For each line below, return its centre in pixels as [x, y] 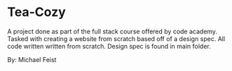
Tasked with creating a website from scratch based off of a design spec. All [116, 38]
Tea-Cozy [37, 12]
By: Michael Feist [32, 59]
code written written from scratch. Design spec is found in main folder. [109, 46]
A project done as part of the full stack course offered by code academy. [112, 31]
